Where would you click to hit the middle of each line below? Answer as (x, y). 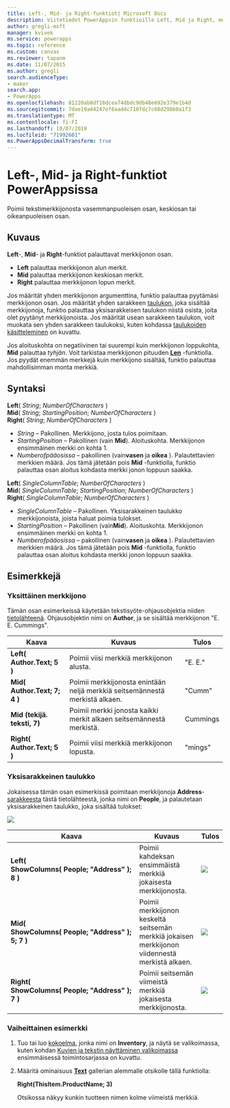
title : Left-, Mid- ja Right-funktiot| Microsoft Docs (87, 13)
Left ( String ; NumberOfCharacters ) (57, 405)
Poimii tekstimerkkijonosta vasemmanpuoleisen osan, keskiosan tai (102, 209)
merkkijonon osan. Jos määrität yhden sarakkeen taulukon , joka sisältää (108, 302)
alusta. (80, 667)
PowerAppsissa (53, 190)
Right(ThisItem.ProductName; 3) (65, 1084)
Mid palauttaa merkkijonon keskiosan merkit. (80, 275)
